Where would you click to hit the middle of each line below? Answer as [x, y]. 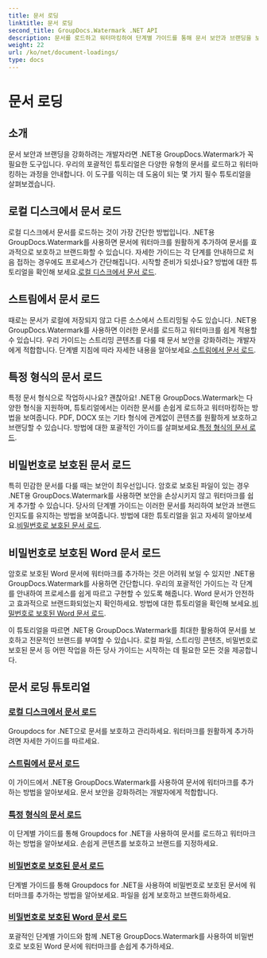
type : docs [26, 60]
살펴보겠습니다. [32, 184]
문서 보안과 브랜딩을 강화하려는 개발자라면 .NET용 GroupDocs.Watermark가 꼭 [131, 154]
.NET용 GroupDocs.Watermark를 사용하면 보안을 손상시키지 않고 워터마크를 [127, 496]
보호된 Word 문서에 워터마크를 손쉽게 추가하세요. [99, 946]
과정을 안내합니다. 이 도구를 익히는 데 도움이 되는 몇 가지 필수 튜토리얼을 [140, 174]
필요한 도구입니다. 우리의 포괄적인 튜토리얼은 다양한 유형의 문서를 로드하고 [123, 164]
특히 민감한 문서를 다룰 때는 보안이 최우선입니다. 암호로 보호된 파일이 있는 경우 [129, 486]
